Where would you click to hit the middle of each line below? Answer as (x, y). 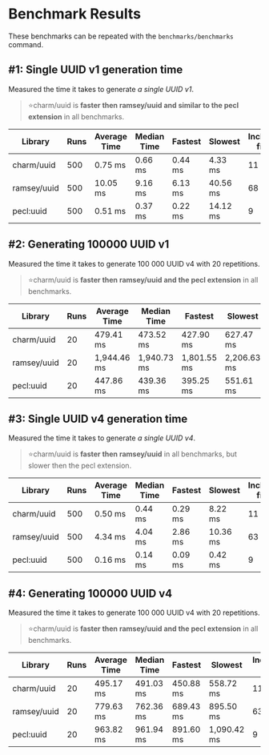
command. (26, 44)
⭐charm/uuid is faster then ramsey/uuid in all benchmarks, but (132, 454)
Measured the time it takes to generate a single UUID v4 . (102, 438)
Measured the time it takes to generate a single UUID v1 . (101, 89)
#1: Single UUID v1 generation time (96, 70)
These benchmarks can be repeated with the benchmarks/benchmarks (121, 36)
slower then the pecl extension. (80, 466)
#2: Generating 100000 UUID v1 (89, 245)
